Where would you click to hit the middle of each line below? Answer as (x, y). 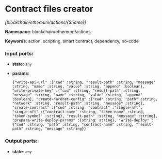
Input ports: (19, 53)
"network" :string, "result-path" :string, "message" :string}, (78, 103)
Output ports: (21, 141)
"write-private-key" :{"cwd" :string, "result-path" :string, (76, 91)
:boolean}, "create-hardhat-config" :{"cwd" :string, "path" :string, (85, 99)
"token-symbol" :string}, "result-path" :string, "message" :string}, (85, 116)
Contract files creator (49, 9)
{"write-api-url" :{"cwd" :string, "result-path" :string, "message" (84, 82)
